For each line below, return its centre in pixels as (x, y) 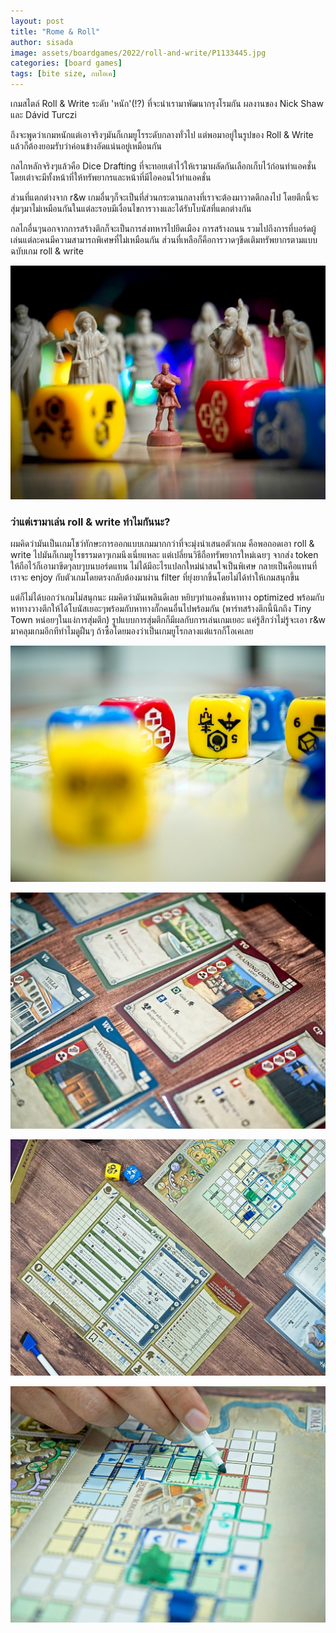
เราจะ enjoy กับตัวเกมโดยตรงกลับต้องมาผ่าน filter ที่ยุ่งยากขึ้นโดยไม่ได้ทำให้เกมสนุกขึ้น (155, 577)
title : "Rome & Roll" (55, 31)
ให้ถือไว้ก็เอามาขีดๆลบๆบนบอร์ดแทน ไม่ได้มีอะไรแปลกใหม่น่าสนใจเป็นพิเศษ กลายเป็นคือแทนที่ (164, 566)
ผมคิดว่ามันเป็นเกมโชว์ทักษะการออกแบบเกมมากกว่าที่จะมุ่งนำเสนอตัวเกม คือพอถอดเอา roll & (162, 544)
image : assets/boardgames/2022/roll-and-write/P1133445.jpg (138, 53)
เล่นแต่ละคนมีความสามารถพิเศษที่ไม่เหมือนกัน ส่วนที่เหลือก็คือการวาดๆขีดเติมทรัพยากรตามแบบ (164, 239)
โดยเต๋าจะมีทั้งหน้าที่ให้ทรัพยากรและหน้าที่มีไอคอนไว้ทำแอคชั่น (111, 177)
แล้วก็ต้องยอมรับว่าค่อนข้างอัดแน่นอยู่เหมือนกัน (86, 146)
